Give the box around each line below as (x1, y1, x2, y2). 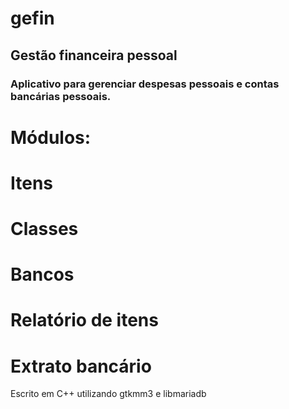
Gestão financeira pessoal (10, 47, 178, 64)
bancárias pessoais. (10, 89, 112, 103)
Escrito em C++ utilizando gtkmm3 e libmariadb (10, 388, 207, 400)
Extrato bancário (10, 355, 152, 377)
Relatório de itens (10, 309, 159, 332)
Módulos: (10, 126, 92, 149)
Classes (10, 218, 79, 241)
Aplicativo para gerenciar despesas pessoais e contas (10, 77, 280, 91)
